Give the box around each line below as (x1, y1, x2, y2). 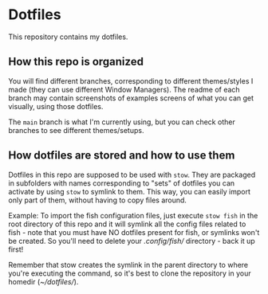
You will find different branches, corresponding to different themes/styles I (8, 76, 254, 85)
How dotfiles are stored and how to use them (8, 149, 235, 163)
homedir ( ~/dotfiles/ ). (8, 276, 79, 286)
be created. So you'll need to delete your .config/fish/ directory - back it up (8, 236, 255, 245)
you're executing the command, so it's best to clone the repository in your (8, 269, 251, 278)
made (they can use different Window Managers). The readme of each (8, 84, 241, 94)
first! (8, 245, 24, 254)
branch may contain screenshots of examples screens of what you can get (8, 93, 254, 103)
